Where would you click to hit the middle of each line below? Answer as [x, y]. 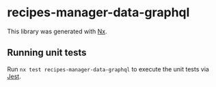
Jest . [14, 76]
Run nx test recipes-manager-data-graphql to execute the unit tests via [108, 69]
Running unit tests [47, 53]
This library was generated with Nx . [57, 31]
